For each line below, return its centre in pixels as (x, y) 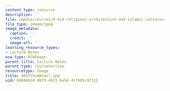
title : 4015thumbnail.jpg (32, 76)
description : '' (22, 15)
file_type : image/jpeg (29, 24)
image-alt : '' (25, 43)
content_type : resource (30, 10)
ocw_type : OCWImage (26, 57)
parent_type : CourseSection (35, 66)
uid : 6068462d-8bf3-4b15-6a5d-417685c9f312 (52, 80)
